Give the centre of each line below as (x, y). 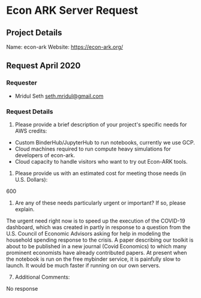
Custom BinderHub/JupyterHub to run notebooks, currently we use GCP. (105, 142)
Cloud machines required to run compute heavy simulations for (93, 149)
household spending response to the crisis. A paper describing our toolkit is (100, 240)
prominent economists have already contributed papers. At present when (97, 252)
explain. (25, 209)
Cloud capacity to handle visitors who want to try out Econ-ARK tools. (101, 161)
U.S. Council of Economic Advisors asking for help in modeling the (88, 233)
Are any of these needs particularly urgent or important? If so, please (100, 203)
